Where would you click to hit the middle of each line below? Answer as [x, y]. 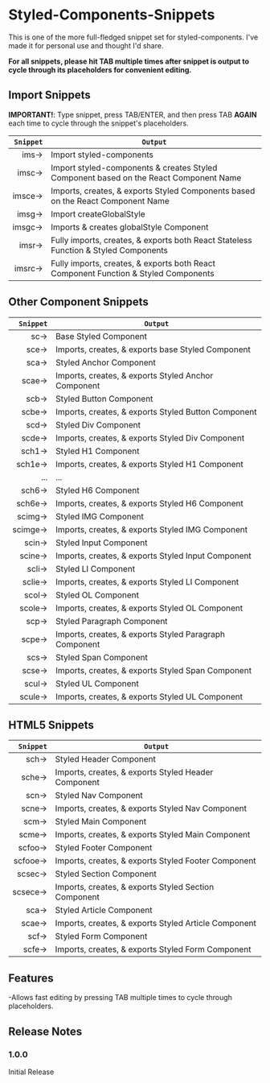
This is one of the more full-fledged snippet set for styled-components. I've [133, 37]
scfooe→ [31, 861]
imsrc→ [29, 268]
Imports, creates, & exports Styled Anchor [134, 375]
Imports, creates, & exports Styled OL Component [149, 608]
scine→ [34, 556]
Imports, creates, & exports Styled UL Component [149, 697]
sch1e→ [32, 464]
